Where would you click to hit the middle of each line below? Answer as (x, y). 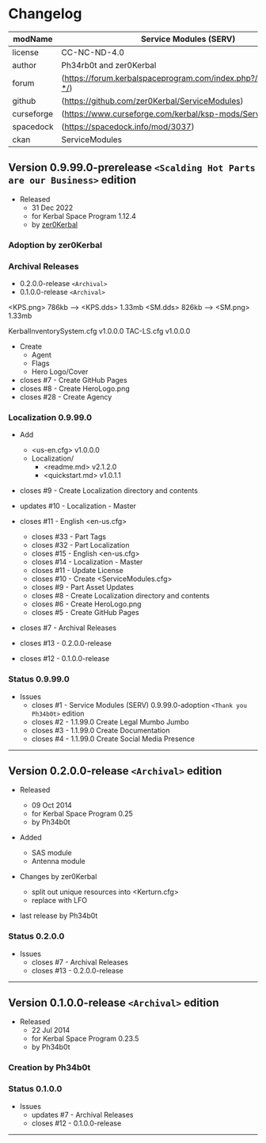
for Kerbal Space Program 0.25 (82, 814)
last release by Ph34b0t (59, 916)
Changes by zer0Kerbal (58, 877)
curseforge (33, 113)
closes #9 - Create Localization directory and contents (108, 491)
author (25, 65)
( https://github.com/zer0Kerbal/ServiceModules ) (152, 101)
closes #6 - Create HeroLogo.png (86, 604)
